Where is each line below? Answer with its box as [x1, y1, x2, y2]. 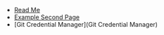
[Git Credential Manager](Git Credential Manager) [13, 21, 158, 28]
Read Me [13, 6, 41, 14]
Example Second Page [13, 13, 80, 21]
